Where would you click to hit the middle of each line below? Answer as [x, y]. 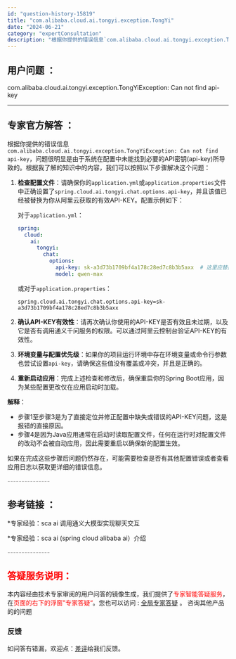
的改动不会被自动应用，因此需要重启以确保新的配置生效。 [100, 443]
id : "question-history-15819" [52, 14]
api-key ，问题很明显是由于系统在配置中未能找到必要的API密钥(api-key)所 [113, 158]
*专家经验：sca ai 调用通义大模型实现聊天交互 [74, 523]
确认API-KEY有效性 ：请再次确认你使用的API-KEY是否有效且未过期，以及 [123, 321]
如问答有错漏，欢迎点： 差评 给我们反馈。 [66, 648]
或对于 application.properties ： [65, 288]
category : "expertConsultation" [54, 33]
